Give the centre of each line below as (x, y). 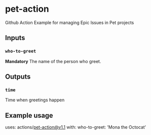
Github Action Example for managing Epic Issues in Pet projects (70, 22)
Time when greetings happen (35, 100)
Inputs (15, 38)
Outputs (18, 77)
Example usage (29, 115)
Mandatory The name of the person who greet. (53, 61)
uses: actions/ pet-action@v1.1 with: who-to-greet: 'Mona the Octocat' (76, 127)
